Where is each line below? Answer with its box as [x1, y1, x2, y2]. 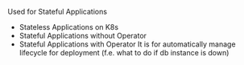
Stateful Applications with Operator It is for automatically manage [19, 39, 236, 49]
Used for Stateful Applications [7, 7, 108, 16]
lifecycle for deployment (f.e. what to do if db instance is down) [19, 48, 230, 57]
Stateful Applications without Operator [19, 31, 147, 40]
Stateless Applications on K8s [19, 22, 118, 31]
